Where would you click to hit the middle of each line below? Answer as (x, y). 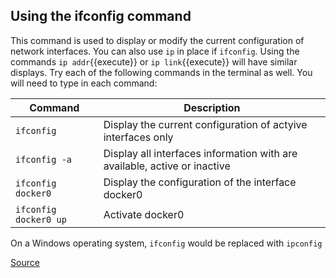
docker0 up (41, 219)
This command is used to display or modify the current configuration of (157, 40)
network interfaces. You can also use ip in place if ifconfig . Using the (155, 51)
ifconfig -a (44, 159)
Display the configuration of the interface (200, 182)
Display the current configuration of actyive (205, 124)
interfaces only (138, 137)
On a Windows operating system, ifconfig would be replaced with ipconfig (166, 243)
